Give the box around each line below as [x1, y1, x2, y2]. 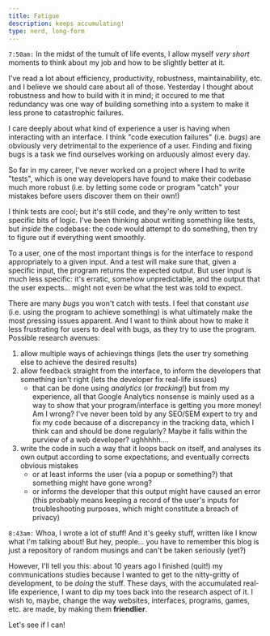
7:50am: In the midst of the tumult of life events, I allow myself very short [8, 49, 250, 59]
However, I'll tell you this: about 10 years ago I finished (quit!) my [8, 561, 223, 571]
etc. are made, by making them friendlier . [8, 604, 148, 614]
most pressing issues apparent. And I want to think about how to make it [8, 316, 249, 325]
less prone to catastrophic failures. [8, 108, 124, 118]
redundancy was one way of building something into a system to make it [8, 99, 250, 110]
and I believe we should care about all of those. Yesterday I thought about [8, 82, 254, 92]
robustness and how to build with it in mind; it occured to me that [8, 91, 225, 101]
